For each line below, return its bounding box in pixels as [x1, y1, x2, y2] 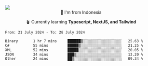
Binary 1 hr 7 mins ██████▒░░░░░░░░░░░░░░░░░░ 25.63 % [5, 38, 144, 44]
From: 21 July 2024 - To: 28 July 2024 [5, 30, 85, 35]
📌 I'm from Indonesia [60, 10, 102, 15]
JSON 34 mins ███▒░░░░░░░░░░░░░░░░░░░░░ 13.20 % [5, 52, 144, 57]
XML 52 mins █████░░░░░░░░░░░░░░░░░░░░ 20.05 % [5, 47, 144, 52]
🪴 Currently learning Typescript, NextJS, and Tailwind [26, 19, 136, 24]
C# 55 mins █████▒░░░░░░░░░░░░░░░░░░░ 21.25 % [5, 43, 144, 48]
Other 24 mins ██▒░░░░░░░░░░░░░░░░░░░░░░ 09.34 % [5, 56, 144, 61]
